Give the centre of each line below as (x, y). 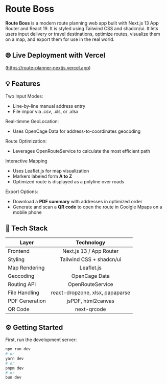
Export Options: (22, 191)
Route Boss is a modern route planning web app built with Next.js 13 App (82, 23)
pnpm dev (15, 368)
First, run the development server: (41, 340)
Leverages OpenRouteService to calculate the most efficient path (81, 151)
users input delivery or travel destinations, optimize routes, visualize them (83, 34)
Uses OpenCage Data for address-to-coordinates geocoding (77, 131)
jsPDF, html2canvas (91, 301)
